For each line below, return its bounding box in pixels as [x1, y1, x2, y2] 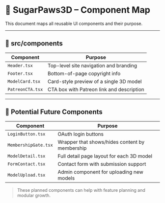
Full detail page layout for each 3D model [57, 153, 153, 159]
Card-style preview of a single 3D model [47, 78, 142, 85]
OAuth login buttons [57, 131, 104, 137]
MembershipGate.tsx [7, 142, 53, 148]
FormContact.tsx [7, 161, 46, 167]
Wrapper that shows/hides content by [57, 138, 145, 145]
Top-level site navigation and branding [47, 62, 137, 69]
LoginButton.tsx [7, 131, 46, 136]
